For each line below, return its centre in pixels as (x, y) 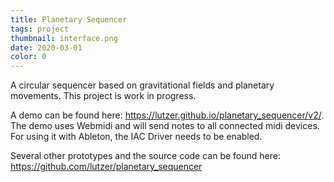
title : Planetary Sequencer (69, 19)
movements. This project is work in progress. (103, 96)
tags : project (40, 29)
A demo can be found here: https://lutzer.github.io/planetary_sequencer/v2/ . (167, 115)
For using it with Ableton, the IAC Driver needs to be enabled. (136, 137)
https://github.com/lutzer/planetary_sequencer (106, 167)
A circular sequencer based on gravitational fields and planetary (142, 85)
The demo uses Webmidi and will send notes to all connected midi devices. (165, 126)
